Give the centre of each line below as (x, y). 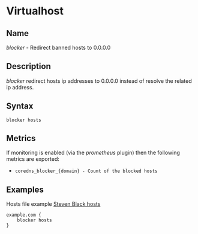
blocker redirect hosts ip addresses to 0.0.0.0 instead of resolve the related (99, 81)
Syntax (20, 106)
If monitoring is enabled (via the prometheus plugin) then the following (93, 153)
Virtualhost (35, 11)
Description (28, 66)
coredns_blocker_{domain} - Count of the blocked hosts (86, 171)
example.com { (24, 215)
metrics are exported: (33, 159)
